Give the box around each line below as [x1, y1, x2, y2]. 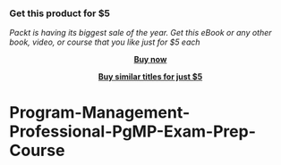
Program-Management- [9, 103, 191, 123]
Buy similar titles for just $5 [98, 71, 203, 82]
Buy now [133, 54, 167, 65]
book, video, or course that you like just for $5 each [9, 37, 200, 47]
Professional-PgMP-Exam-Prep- [9, 121, 257, 142]
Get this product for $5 [9, 7, 110, 20]
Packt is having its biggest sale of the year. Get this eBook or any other [9, 28, 272, 38]
